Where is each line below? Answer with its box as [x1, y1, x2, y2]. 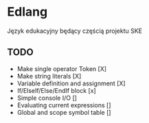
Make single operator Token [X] [16, 64, 107, 72]
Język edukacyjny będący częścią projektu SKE [7, 27, 143, 35]
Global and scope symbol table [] [16, 108, 111, 116]
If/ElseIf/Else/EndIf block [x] [16, 86, 96, 94]
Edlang [7, 4, 48, 20]
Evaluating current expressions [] [16, 100, 111, 109]
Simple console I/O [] [16, 94, 78, 102]
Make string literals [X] [16, 72, 82, 80]
